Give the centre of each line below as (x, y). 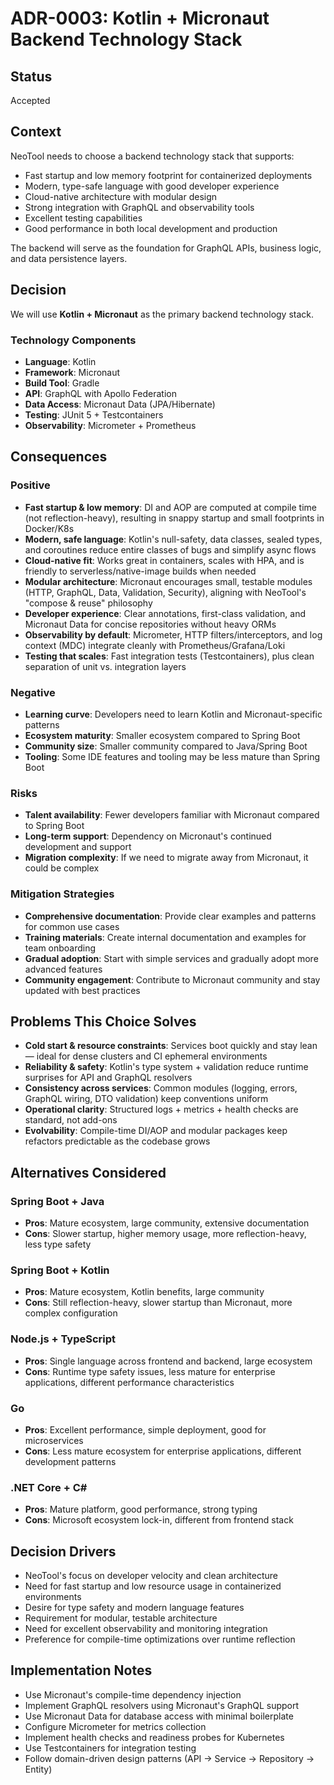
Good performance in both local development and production (151, 228)
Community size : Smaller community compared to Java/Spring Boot (166, 746)
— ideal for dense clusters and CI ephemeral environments (146, 1056)
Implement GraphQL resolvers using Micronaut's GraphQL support (162, 1705)
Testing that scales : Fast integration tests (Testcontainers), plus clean (169, 656)
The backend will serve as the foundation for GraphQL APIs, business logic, (166, 248)
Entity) (38, 1769)
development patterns (70, 1461)
